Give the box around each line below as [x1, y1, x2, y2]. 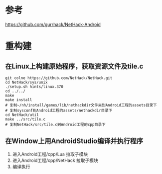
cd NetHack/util [5, 112, 39, 117]
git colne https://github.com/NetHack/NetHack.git [5, 75, 113, 80]
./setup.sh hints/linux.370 [5, 84, 64, 89]
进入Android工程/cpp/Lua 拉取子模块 [12, 151, 88, 157]
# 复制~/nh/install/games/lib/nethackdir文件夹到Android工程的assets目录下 [5, 102, 157, 107]
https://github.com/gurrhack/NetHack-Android [5, 21, 101, 27]
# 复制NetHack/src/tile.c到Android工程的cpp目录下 [5, 122, 106, 127]
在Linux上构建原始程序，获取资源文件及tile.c [5, 62, 144, 70]
